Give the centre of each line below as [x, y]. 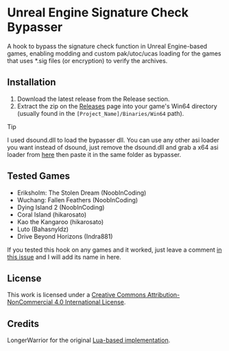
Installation [32, 83]
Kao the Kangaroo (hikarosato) [60, 221]
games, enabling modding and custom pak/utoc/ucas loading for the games [114, 53]
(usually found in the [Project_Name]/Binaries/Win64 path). [100, 113]
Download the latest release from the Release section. [93, 99]
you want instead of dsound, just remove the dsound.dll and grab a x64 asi [113, 147]
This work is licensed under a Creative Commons [76, 295]
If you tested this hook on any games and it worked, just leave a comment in [114, 250]
